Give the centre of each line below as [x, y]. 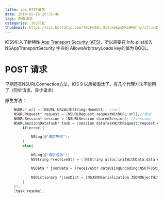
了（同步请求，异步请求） [31, 90]
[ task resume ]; [29, 191]
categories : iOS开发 [25, 23]
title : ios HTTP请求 [25, 9]
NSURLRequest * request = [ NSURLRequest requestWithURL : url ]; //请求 [83, 114]
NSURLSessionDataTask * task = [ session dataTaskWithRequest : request [84, 123]
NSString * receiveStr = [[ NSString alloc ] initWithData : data [93, 159]
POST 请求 [26, 70]
